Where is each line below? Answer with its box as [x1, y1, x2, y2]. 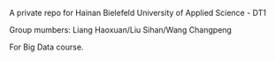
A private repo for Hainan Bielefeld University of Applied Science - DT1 [9, 8, 267, 18]
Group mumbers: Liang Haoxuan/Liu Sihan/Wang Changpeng [9, 25, 233, 34]
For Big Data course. [9, 42, 84, 52]
